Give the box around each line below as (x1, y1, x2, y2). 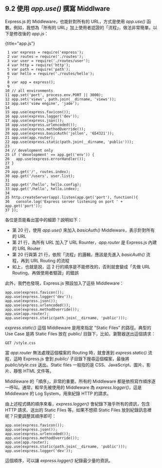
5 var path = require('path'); (7, 67, 71, 72)
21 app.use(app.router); (5, 135, 55, 140)
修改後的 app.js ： (13, 31, 49, 37)
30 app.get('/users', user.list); (5, 174, 75, 178)
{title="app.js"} (5, 40, 36, 46)
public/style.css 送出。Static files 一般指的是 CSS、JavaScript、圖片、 (5, 362, 147, 368)
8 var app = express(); (7, 79, 55, 84)
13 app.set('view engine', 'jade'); (5, 101, 79, 106)
